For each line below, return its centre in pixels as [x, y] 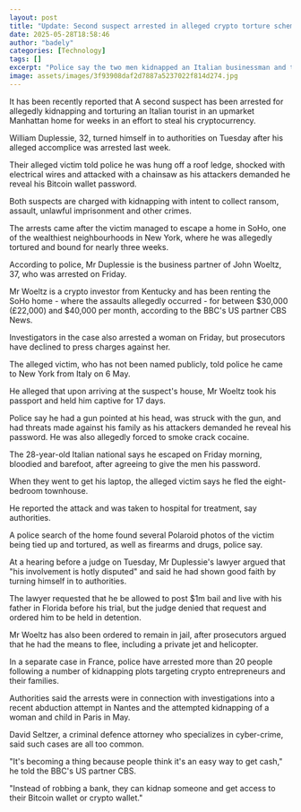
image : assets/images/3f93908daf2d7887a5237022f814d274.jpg [124, 76]
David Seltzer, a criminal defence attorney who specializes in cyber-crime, [146, 734]
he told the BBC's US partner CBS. [73, 771]
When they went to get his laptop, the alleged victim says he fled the [136, 481]
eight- [275, 481]
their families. [34, 680]
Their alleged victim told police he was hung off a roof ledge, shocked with [147, 164]
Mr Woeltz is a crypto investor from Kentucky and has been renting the [140, 291]
